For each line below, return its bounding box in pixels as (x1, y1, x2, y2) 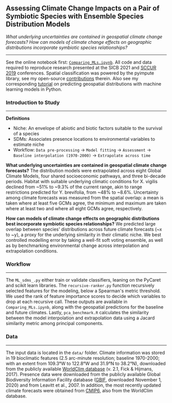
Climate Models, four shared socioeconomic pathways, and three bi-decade (6, 173, 166, 179)
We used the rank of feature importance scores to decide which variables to (6, 293, 166, 299)
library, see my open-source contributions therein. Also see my (6, 75, 138, 81)
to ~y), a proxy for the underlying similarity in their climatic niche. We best (6, 232, 161, 238)
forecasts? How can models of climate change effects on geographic (6, 39, 152, 45)
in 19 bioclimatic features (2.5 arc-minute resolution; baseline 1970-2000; (6, 355, 160, 361)
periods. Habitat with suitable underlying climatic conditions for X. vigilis (6, 179, 158, 185)
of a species (13, 131, 40, 137)
